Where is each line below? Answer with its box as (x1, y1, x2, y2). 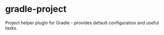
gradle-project (5, 3, 67, 15)
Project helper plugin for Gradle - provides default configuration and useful (5, 20, 160, 26)
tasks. (5, 25, 18, 31)
